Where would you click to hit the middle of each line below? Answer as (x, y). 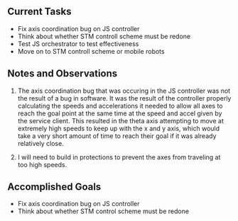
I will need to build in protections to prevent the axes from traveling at (119, 157)
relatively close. (40, 143)
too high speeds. (42, 164)
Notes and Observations (63, 74)
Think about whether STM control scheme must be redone (103, 211)
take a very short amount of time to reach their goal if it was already (117, 136)
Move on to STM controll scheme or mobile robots (91, 51)
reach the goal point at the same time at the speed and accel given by (120, 113)
